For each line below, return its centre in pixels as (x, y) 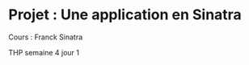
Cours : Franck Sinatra (46, 37)
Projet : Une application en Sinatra (125, 15)
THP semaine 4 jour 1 (44, 52)
